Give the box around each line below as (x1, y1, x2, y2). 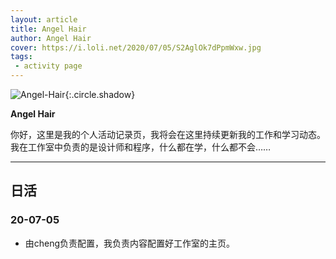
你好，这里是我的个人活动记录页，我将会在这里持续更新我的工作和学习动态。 (10, 129, 326, 140)
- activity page (14, 61, 83, 71)
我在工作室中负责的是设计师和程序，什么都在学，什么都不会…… (10, 141, 272, 153)
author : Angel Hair (10, 33, 92, 43)
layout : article (10, 14, 78, 25)
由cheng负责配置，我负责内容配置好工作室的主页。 (24, 237, 236, 249)
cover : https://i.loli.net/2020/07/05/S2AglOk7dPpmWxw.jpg (10, 42, 262, 53)
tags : (10, 52, 33, 62)
